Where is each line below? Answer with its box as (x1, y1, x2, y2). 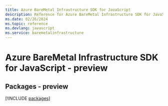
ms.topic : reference (5, 21, 48, 26)
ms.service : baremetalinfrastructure (5, 30, 84, 35)
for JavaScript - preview (5, 63, 108, 74)
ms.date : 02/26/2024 (5, 16, 48, 21)
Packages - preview (5, 82, 68, 91)
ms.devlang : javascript (5, 26, 55, 31)
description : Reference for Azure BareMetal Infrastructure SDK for (5, 12, 151, 17)
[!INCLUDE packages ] (5, 96, 50, 101)
